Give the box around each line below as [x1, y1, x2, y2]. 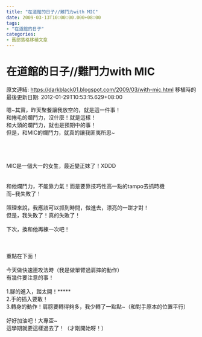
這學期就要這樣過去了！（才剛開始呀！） [6, 324, 107, 332]
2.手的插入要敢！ [6, 295, 48, 303]
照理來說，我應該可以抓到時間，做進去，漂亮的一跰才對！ [6, 204, 149, 211]
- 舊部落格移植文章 [6, 37, 48, 43]
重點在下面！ [6, 252, 38, 260]
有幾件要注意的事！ [6, 274, 54, 281]
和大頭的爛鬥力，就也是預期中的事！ [6, 121, 96, 129]
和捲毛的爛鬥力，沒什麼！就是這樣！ [6, 114, 96, 121]
